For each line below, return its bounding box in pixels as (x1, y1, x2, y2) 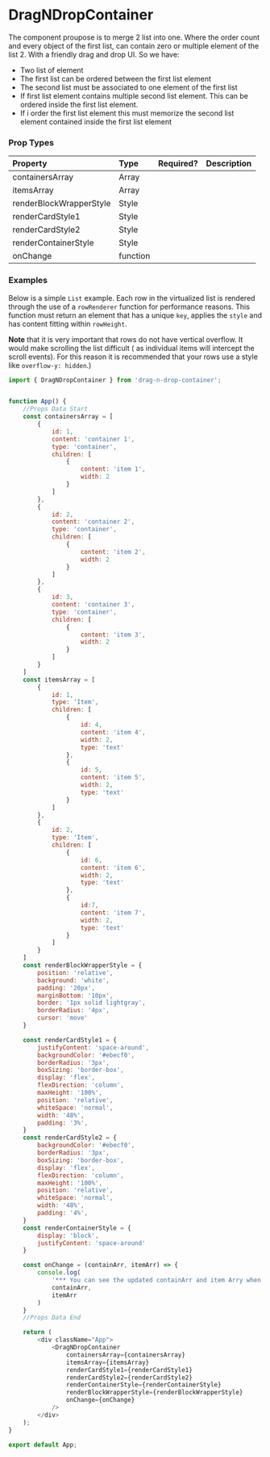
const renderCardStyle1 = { (23, 1036, 117, 1044)
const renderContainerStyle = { (23, 1223, 131, 1232)
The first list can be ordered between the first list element (19, 74, 212, 83)
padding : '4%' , (37, 1209, 89, 1218)
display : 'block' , (37, 1231, 99, 1240)
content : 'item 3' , (80, 631, 147, 639)
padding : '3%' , (37, 1118, 89, 1127)
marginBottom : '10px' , (37, 991, 114, 999)
